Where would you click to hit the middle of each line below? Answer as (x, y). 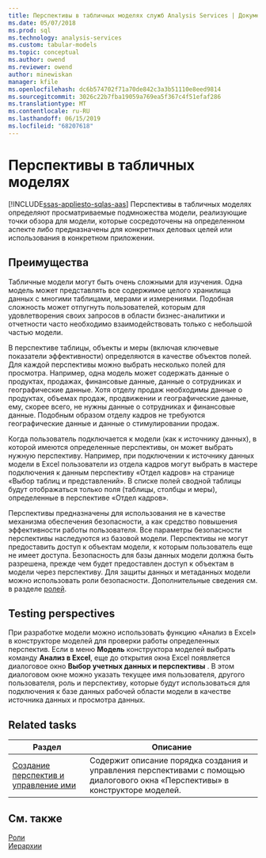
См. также (36, 818)
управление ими (44, 785)
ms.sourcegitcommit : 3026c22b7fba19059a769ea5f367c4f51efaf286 (115, 97)
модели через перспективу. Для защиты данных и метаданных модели (129, 572)
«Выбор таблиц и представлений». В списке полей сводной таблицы (125, 481)
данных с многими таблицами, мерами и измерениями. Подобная (121, 299)
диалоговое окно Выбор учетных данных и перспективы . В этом (122, 666)
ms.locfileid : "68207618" (51, 126)
